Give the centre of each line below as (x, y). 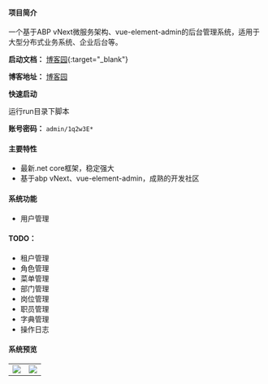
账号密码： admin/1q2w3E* (51, 129)
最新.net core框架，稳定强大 (67, 168)
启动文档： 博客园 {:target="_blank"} (68, 59)
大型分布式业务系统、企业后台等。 (65, 42)
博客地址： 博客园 (38, 76)
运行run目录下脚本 (39, 111)
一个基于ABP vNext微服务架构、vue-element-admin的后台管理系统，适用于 (134, 32)
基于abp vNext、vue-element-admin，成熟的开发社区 (110, 178)
